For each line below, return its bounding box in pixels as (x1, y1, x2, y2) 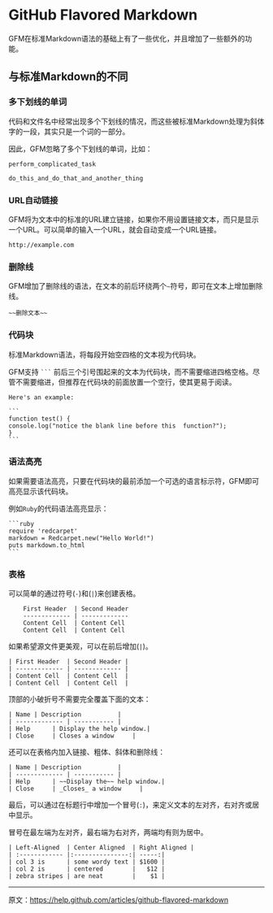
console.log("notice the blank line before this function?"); (8, 421, 227, 430)
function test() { (8, 415, 71, 423)
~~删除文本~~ (8, 309, 48, 318)
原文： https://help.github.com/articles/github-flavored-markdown (8, 895, 229, 905)
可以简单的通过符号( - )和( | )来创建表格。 (8, 589, 141, 598)
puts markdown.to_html (8, 541, 85, 550)
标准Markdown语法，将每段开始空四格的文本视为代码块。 (8, 350, 201, 359)
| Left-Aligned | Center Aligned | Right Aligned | (8, 844, 195, 852)
